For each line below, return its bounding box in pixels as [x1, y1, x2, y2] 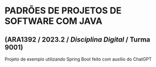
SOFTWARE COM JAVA [4, 15, 103, 27]
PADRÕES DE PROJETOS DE [4, 5, 122, 16]
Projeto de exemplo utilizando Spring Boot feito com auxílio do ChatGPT [4, 56, 152, 62]
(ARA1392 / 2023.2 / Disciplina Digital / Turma [4, 35, 151, 44]
